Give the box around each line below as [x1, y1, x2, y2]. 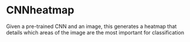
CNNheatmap [6, 3, 75, 17]
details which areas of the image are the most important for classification [6, 29, 185, 36]
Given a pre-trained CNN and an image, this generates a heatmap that [6, 23, 177, 30]
